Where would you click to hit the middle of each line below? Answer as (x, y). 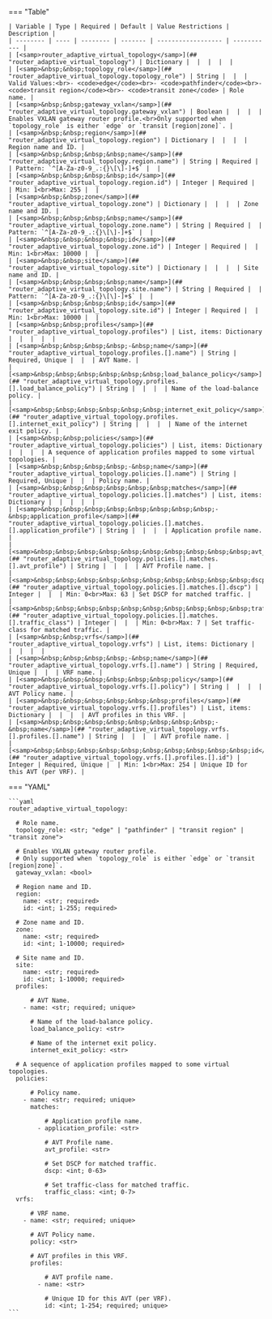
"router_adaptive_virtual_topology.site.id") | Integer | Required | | (134, 311)
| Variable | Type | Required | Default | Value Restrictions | (119, 27)
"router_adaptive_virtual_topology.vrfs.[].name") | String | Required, (134, 665)
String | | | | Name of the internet (179, 424)
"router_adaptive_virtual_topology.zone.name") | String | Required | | (136, 226)
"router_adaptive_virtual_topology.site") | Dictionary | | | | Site (134, 268)
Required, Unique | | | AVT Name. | (74, 360)
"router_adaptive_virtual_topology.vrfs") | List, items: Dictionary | (132, 644)
